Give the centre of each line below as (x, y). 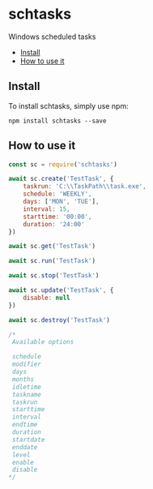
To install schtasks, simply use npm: (68, 105)
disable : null (47, 298)
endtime (25, 425)
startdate (28, 440)
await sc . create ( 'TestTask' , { (61, 179)
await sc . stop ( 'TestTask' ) (54, 276)
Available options (43, 342)
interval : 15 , (47, 209)
